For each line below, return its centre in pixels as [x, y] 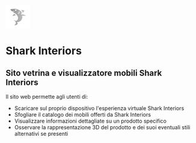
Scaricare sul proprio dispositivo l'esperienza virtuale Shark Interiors [99, 108]
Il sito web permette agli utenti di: [47, 97]
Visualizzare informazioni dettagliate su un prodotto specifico [90, 121]
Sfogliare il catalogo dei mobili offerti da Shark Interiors [83, 115]
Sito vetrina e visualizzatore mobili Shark [84, 73]
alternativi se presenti [41, 134]
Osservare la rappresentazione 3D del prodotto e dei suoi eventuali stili [102, 127]
